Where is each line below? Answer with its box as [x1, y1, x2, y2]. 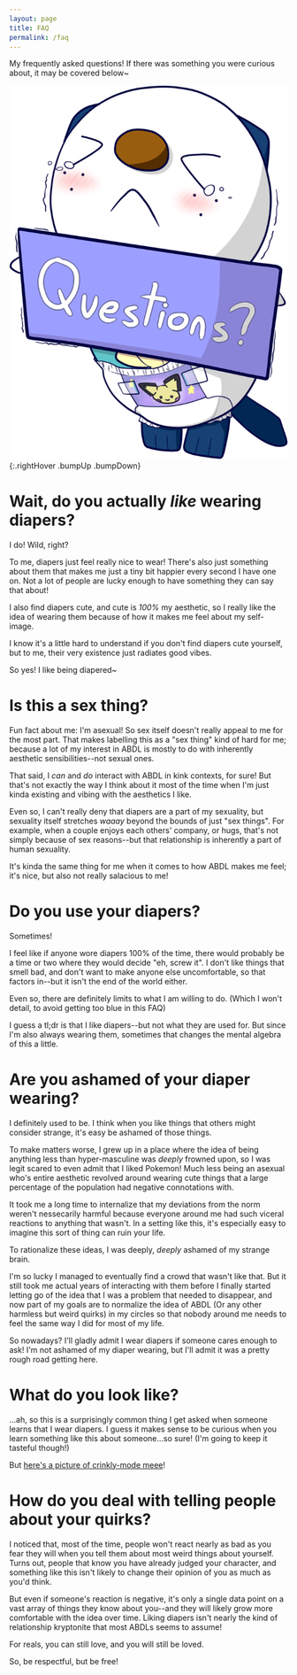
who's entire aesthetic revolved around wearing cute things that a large [9, 1172, 269, 1183]
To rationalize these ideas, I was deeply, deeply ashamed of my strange [9, 1244, 270, 1254]
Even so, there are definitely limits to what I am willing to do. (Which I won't [9, 992, 283, 1004]
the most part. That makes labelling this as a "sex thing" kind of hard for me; [9, 734, 287, 745]
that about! [9, 584, 49, 595]
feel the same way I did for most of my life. [9, 1317, 165, 1328]
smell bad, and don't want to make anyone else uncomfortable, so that [9, 966, 266, 977]
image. [9, 621, 34, 631]
